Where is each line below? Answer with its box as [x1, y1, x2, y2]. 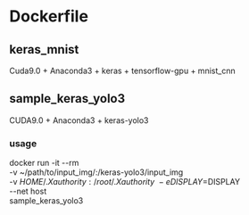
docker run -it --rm [9, 158, 79, 169]
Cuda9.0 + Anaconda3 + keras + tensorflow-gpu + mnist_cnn [9, 65, 236, 76]
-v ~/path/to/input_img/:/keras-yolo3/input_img [9, 167, 184, 178]
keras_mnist [9, 42, 79, 57]
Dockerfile [9, 6, 89, 27]
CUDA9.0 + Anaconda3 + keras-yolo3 [9, 114, 149, 126]
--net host [9, 186, 47, 197]
